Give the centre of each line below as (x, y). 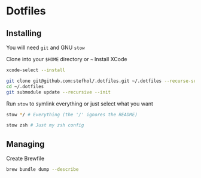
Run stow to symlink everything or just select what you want (80, 104)
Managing (25, 144)
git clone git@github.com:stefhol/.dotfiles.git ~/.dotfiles (84, 81)
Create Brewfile (25, 159)
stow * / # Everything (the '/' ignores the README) (72, 114)
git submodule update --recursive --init (59, 92)
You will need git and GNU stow (45, 47)
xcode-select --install (36, 70)
